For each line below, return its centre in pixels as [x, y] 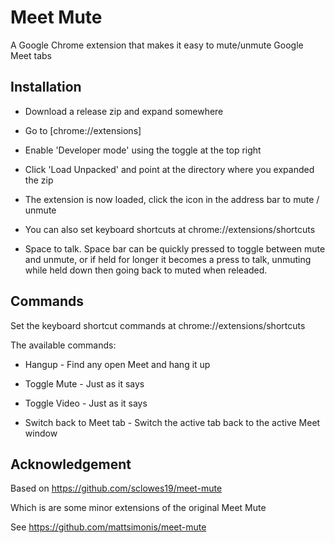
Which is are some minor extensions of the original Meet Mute [138, 508]
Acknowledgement [71, 464]
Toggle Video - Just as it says [86, 403]
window [41, 433]
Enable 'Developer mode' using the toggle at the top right [143, 150]
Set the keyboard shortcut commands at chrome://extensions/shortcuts [158, 325]
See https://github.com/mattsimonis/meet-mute [108, 527]
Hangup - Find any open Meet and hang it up [117, 364]
